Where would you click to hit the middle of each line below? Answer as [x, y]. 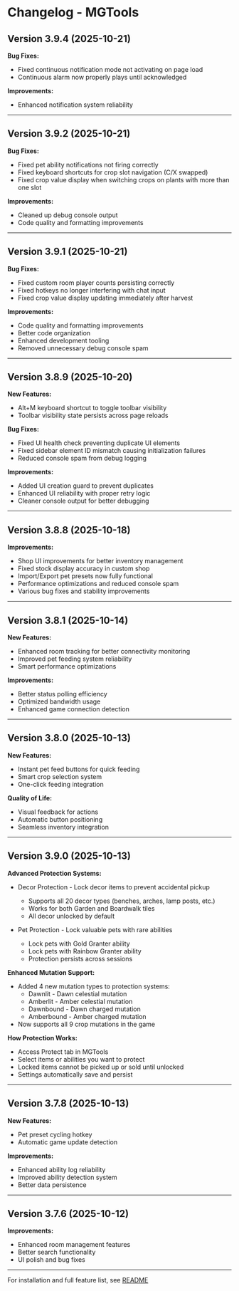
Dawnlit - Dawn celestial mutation [78, 993]
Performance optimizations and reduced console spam [98, 584]
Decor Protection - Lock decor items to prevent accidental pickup [113, 887]
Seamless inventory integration [63, 827]
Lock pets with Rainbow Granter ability [85, 951]
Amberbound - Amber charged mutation [87, 1016]
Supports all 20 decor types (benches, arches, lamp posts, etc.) [122, 901]
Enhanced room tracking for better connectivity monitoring [104, 652]
